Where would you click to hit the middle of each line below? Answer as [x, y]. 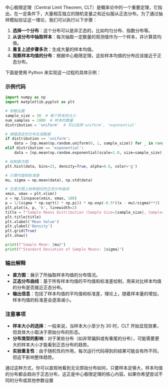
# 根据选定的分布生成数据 [28, 134]
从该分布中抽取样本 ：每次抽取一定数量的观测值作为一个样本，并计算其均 [87, 37]
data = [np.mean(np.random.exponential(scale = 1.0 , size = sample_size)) [89, 153]
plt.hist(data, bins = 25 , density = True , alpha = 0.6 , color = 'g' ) [71, 166]
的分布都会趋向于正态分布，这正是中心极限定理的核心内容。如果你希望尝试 [82, 374]
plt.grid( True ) [21, 231]
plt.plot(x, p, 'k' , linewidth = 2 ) [41, 208]
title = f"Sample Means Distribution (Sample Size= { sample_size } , [76, 212]
